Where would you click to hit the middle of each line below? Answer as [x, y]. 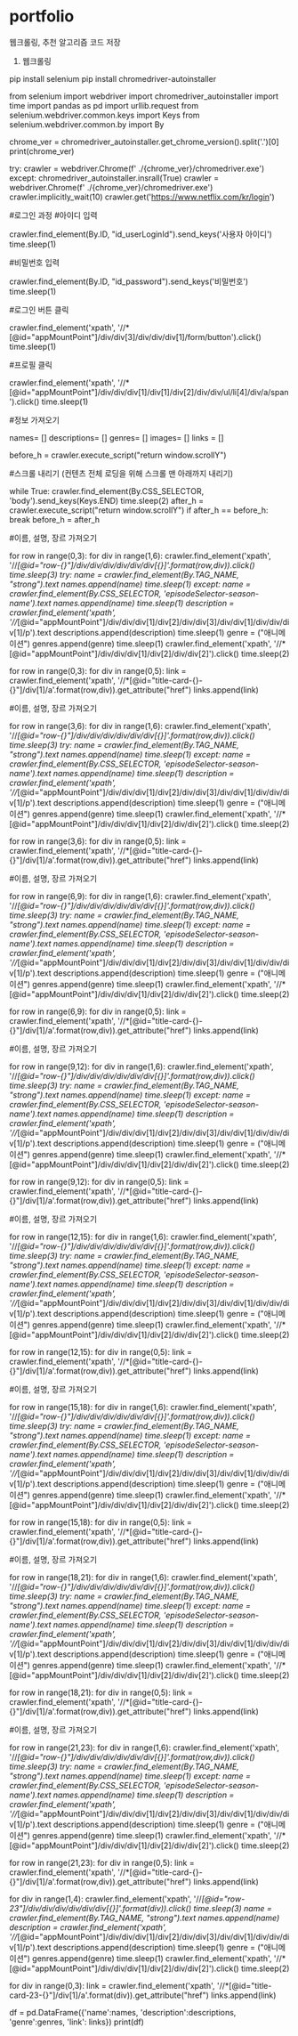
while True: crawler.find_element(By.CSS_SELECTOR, [107, 491]
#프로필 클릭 [31, 365]
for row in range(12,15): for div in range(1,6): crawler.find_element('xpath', [143, 1237]
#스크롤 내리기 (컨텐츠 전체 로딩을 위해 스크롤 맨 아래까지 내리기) [121, 473]
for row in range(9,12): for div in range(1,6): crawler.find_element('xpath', [141, 1067]
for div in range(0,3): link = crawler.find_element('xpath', [112, 1985]
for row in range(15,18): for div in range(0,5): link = [101, 1522]
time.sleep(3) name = [233, 1908]
